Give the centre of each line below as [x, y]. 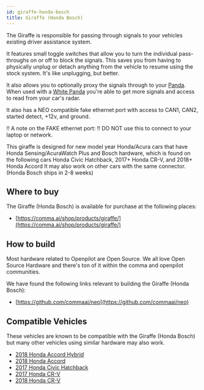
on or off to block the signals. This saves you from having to [106, 60]
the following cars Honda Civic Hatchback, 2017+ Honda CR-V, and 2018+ [100, 159]
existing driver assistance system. [49, 42]
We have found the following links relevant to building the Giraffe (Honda [98, 284]
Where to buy [33, 191]
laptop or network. [30, 135]
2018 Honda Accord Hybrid [49, 354]
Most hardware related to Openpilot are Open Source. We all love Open [96, 259]
